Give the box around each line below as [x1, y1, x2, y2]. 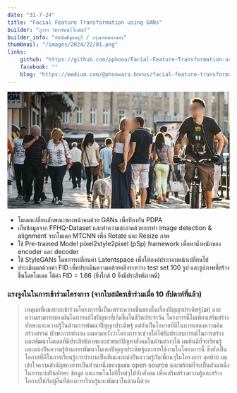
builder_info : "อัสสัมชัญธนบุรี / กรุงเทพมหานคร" [7, 34, 127, 41]
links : [7, 49, 27, 56]
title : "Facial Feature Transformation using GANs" [7, 18, 162, 26]
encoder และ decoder [17, 247, 79, 255]
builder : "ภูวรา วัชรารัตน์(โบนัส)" [7, 26, 90, 33]
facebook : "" [20, 64, 59, 71]
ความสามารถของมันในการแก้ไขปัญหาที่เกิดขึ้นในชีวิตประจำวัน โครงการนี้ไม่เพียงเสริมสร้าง [24, 313, 229, 322]
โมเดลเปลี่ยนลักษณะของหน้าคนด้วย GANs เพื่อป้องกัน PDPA [17, 215, 163, 224]
